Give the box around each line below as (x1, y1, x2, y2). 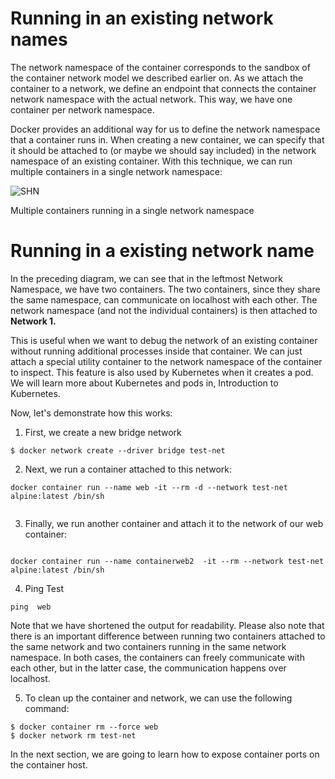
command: (24, 702, 70, 714)
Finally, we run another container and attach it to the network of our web (24, 517, 324, 529)
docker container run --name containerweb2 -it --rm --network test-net (10, 556, 325, 566)
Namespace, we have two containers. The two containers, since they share (10, 283, 321, 295)
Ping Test (24, 582, 64, 594)
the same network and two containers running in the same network (10, 640, 287, 652)
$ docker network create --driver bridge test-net (10, 445, 226, 456)
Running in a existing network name (10, 240, 315, 262)
